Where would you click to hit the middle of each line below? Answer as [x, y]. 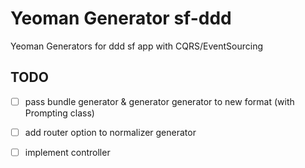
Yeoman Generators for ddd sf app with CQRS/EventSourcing [136, 46]
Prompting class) [59, 113]
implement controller [67, 152]
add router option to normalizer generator [110, 132]
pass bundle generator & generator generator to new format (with [159, 101]
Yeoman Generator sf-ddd [121, 18]
